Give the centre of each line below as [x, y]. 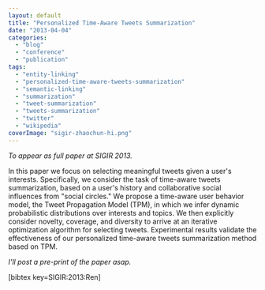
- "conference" [40, 52]
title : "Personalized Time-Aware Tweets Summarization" [102, 23]
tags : [17, 67]
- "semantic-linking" [51, 89]
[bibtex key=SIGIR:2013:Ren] [54, 277]
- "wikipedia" [38, 126]
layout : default [35, 15]
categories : [28, 38]
